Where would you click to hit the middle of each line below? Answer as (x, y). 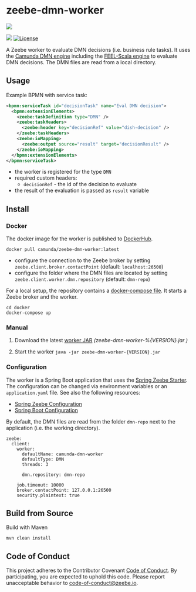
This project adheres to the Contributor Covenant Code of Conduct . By (92, 570)
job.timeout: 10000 (40, 485)
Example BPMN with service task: (47, 95)
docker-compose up (28, 313)
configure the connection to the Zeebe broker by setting (82, 260)
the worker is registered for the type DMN (63, 172)
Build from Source (40, 513)
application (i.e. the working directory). (53, 428)
